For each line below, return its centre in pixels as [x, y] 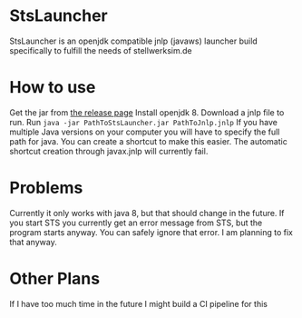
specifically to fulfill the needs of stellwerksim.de [101, 50]
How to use [53, 88]
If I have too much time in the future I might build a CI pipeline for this [138, 303]
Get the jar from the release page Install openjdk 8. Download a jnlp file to [147, 112]
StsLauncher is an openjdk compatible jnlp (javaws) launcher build [134, 41]
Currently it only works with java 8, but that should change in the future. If [147, 213]
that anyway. [33, 242]
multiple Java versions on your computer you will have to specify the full [145, 132]
